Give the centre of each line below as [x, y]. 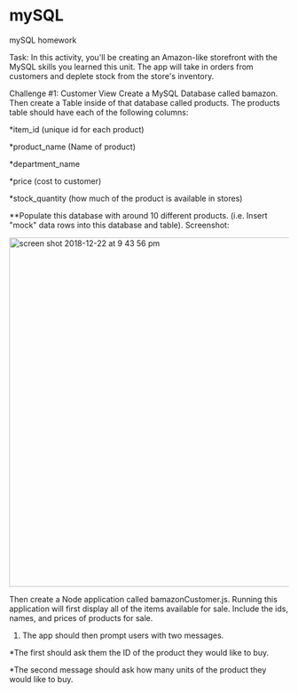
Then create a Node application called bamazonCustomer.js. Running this [143, 599]
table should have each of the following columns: [99, 112]
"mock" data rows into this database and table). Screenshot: [119, 225]
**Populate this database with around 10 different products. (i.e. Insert [138, 215]
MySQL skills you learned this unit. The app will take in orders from [132, 67]
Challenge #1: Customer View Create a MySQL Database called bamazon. [144, 93]
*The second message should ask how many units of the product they [138, 669]
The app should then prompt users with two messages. [123, 635]
